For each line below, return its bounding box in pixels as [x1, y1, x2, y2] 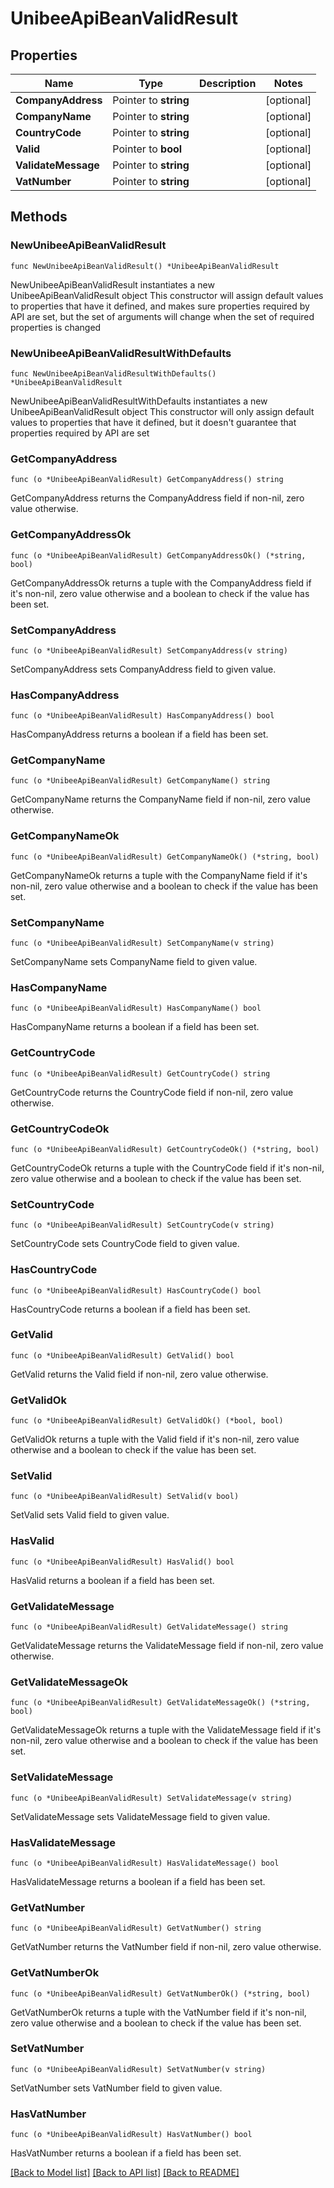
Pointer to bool [112, 142, 183, 156]
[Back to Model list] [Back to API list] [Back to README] [10, 2167, 240, 2179]
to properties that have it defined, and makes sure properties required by [10, 300, 310, 312]
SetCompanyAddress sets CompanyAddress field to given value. [10, 663, 277, 675]
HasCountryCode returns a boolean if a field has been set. [10, 1303, 251, 1315]
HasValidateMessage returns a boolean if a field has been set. [10, 1875, 266, 1887]
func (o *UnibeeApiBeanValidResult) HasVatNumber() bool [10, 2130, 253, 2140]
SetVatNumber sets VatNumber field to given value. [10, 2082, 223, 2094]
